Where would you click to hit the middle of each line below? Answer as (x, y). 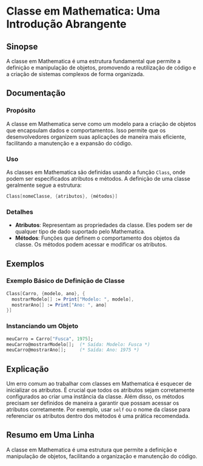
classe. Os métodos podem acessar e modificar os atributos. (91, 245)
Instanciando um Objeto (42, 326)
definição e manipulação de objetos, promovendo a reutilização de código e (101, 68)
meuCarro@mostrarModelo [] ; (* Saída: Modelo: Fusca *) (78, 344)
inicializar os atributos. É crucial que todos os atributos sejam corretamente (101, 390)
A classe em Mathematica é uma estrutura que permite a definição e (92, 450)
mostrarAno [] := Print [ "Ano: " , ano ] (59, 305)
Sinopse (22, 47)
